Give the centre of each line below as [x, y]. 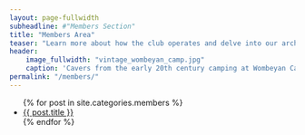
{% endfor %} [49, 121]
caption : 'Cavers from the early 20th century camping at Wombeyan [156, 69]
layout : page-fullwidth [54, 18]
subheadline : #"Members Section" [73, 26]
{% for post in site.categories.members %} [103, 102]
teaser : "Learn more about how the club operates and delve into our [144, 43]
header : [24, 52]
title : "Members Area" [52, 34]
